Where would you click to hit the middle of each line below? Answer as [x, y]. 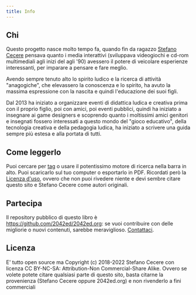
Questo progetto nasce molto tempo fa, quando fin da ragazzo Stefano [91, 49]
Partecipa [24, 203]
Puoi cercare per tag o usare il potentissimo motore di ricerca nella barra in [96, 166]
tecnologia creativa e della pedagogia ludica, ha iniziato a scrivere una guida [98, 128]
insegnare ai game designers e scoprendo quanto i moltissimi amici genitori [97, 115]
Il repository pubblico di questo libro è [52, 217]
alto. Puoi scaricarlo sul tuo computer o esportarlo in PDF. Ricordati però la [96, 172]
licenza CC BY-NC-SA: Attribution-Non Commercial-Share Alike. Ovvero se [97, 268]
